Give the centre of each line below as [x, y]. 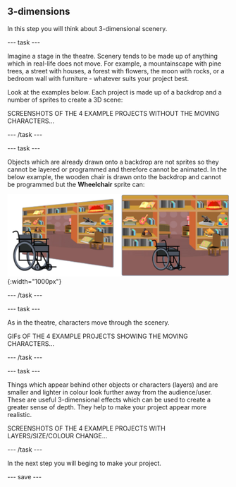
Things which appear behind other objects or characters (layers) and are [113, 385]
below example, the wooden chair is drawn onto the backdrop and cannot [114, 176]
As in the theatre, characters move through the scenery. [88, 322]
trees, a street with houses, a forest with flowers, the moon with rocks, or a [116, 71]
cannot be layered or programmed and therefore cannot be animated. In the [117, 169]
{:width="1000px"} [35, 281]
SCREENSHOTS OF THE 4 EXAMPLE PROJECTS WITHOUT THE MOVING [113, 113]
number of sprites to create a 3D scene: [65, 100]
